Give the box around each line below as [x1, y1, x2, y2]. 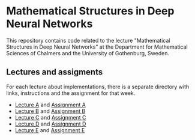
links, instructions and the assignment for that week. [6, 89, 136, 97]
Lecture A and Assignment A [14, 101, 86, 108]
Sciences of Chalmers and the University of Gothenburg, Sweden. [6, 49, 170, 56]
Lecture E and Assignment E [14, 126, 85, 133]
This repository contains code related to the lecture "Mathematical [6, 37, 170, 44]
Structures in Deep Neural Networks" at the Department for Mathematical [6, 43, 188, 50]
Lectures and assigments [6, 67, 103, 78]
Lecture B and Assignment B [14, 107, 86, 115]
